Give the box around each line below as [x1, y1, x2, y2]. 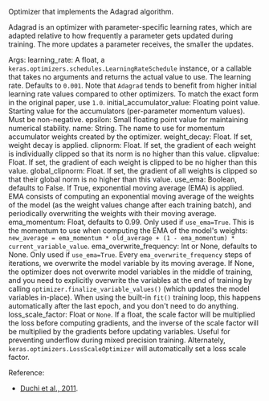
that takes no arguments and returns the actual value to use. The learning [8, 72, 251, 81]
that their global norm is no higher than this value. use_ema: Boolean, [8, 174, 237, 184]
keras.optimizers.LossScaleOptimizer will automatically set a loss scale [8, 344, 247, 353]
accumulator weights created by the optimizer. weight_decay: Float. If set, [8, 132, 253, 141]
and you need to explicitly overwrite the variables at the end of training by [8, 276, 253, 284]
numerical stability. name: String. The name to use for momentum [8, 124, 225, 133]
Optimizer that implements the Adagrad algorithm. [8, 7, 174, 16]
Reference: [8, 368, 45, 377]
